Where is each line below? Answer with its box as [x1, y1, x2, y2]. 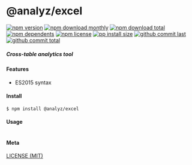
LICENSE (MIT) [6, 152, 43, 160]
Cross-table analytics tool [6, 50, 73, 57]
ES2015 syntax [14, 79, 52, 86]
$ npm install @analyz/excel [6, 106, 79, 112]
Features [6, 65, 29, 72]
